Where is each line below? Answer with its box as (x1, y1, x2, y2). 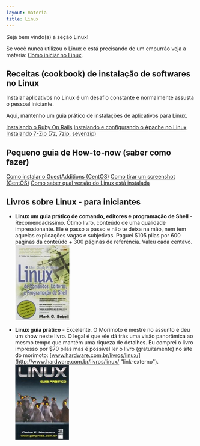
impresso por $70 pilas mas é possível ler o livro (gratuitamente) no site (14, 345, 192, 352)
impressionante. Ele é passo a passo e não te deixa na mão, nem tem (14, 225, 186, 233)
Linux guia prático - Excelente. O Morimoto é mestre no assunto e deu (14, 326, 190, 333)
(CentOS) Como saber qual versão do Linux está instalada (6, 179, 150, 186)
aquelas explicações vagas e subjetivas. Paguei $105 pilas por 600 (14, 231, 181, 239)
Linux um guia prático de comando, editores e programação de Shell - (14, 212, 193, 219)
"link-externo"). (120, 358, 159, 365)
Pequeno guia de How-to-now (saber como (6, 147, 171, 157)
